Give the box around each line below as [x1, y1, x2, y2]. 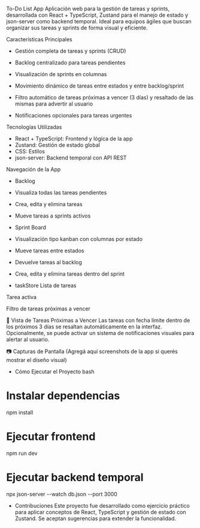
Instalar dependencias [6, 389, 120, 403]
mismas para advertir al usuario [14, 100, 93, 107]
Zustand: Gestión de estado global [14, 141, 101, 149]
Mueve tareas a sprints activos [14, 212, 91, 219]
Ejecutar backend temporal [6, 470, 144, 484]
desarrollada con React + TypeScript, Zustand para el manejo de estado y [6, 11, 189, 19]
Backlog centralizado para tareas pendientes [14, 59, 126, 66]
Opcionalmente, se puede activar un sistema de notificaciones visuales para [6, 330, 195, 336]
